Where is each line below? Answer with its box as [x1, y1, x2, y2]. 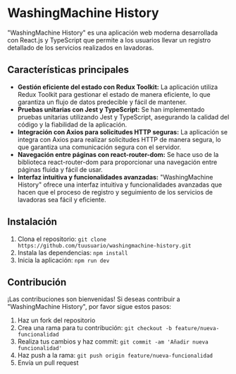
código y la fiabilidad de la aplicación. [17, 120, 128, 129]
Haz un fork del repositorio [17, 316, 96, 325]
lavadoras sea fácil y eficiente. [17, 195, 106, 204]
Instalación [7, 216, 58, 228]
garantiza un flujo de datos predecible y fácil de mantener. [17, 98, 187, 106]
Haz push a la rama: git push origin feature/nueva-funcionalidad [17, 351, 213, 360]
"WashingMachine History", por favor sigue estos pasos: [7, 303, 171, 311]
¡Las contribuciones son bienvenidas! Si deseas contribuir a [7, 295, 181, 303]
